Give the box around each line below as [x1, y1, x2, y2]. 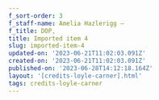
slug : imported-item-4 [8, 42, 85, 50]
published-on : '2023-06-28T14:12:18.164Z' [8, 65, 153, 73]
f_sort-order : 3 [8, 11, 63, 20]
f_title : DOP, [8, 27, 56, 35]
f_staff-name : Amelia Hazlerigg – [8, 19, 125, 27]
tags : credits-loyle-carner [8, 79, 103, 87]
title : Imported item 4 [8, 34, 89, 43]
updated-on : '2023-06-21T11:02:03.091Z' [8, 49, 147, 57]
